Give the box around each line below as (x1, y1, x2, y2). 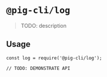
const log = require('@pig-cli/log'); (6, 55, 102, 61)
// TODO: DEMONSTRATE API (6, 65, 70, 71)
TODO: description (20, 22, 67, 29)
